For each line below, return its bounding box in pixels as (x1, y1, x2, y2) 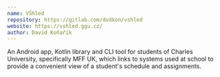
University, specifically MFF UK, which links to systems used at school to (7, 55, 214, 63)
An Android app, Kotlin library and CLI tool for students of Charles (7, 48, 194, 56)
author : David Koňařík (7, 29, 72, 36)
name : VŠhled (7, 10, 45, 17)
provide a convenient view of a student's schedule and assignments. (7, 62, 201, 70)
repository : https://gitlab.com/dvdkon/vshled (7, 16, 143, 23)
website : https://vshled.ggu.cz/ (7, 22, 103, 29)
